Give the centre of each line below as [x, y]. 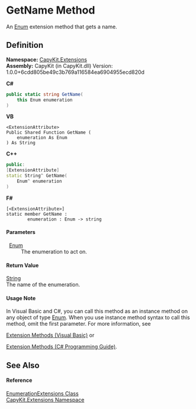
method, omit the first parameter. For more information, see [78, 324]
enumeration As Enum [42, 138]
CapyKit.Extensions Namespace [45, 400]
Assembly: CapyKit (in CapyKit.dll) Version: [60, 66]
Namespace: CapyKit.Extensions [47, 59]
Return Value [23, 265]
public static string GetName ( [45, 94]
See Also [23, 365]
